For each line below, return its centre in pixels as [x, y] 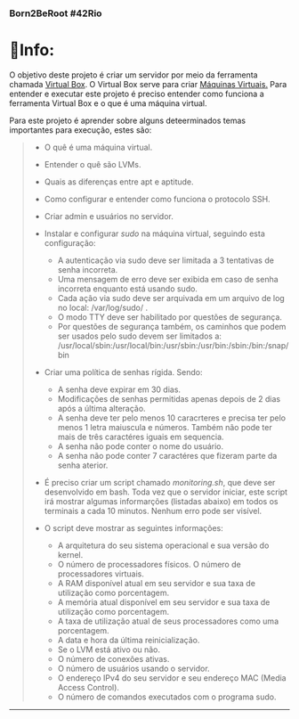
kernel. [70, 554]
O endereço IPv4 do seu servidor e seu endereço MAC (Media [172, 678]
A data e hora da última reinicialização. [129, 640]
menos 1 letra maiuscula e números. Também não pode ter [165, 427]
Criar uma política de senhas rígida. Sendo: [123, 372]
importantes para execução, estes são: [81, 130]
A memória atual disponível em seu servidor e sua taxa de [164, 602]
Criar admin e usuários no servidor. [109, 216]
